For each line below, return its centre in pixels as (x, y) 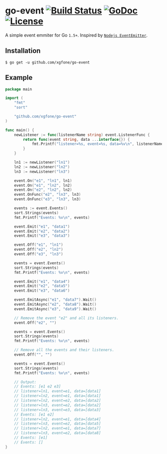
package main (19, 89)
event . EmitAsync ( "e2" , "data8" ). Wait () (55, 305)
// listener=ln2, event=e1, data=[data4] (57, 419)
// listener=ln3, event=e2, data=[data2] (57, 405)
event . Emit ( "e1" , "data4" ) (42, 281)
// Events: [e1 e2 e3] (38, 387)
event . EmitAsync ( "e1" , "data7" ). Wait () (55, 300)
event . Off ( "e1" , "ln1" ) (39, 245)
